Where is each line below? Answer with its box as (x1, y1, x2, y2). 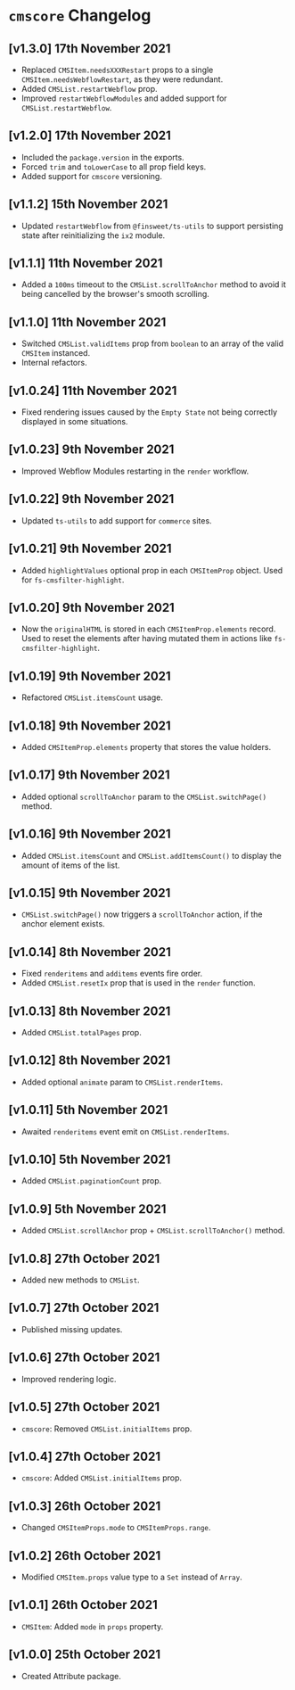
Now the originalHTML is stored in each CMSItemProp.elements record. (20, 623, 276, 634)
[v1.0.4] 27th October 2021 (8, 1448, 161, 1463)
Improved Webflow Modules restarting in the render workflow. (20, 466, 250, 476)
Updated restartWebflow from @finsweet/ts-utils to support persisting (20, 220, 284, 231)
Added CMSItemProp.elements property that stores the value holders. (20, 741, 272, 752)
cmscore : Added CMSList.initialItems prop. (20, 1472, 183, 1483)
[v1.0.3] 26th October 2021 (8, 1498, 161, 1513)
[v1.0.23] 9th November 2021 (8, 442, 175, 458)
